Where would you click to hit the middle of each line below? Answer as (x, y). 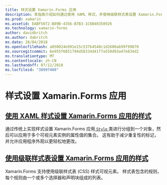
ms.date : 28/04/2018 (27, 42)
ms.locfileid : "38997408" (32, 70)
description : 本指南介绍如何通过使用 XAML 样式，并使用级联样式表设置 (71, 14)
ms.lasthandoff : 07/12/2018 (34, 65)
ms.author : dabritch (27, 38)
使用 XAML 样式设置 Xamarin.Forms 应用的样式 (78, 116)
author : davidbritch (27, 33)
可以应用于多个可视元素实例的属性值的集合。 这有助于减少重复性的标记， (84, 135)
